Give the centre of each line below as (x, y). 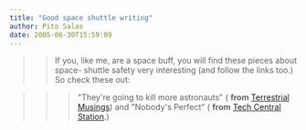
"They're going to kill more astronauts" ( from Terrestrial (183, 97)
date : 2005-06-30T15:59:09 (61, 35)
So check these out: (92, 80)
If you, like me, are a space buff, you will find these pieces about (175, 61)
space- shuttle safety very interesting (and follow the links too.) (174, 70)
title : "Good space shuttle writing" (81, 18)
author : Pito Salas (47, 26)
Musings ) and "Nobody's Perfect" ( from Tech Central (179, 107)
